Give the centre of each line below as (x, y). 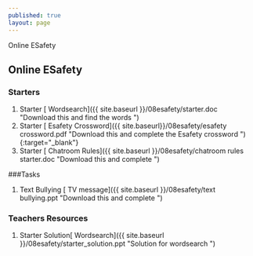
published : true (34, 15)
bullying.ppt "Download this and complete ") (91, 198)
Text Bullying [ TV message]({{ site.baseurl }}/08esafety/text (117, 190)
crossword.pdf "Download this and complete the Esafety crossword (129, 134)
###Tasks (24, 174)
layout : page (29, 23)
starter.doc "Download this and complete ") (90, 159)
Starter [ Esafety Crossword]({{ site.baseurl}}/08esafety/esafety (123, 126)
